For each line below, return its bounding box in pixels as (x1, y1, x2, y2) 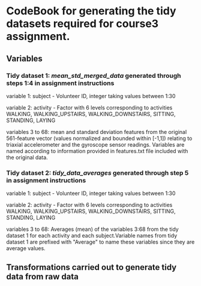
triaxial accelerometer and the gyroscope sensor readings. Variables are (6, 141, 185, 148)
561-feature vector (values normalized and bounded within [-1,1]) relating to (6, 135, 193, 142)
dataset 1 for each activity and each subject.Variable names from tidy (6, 232, 178, 239)
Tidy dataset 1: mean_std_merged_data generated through (6, 71, 181, 80)
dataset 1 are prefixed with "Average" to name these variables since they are (6, 238, 195, 246)
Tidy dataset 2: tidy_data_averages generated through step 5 (6, 169, 189, 177)
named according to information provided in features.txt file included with (6, 147, 188, 154)
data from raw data (6, 271, 79, 282)
